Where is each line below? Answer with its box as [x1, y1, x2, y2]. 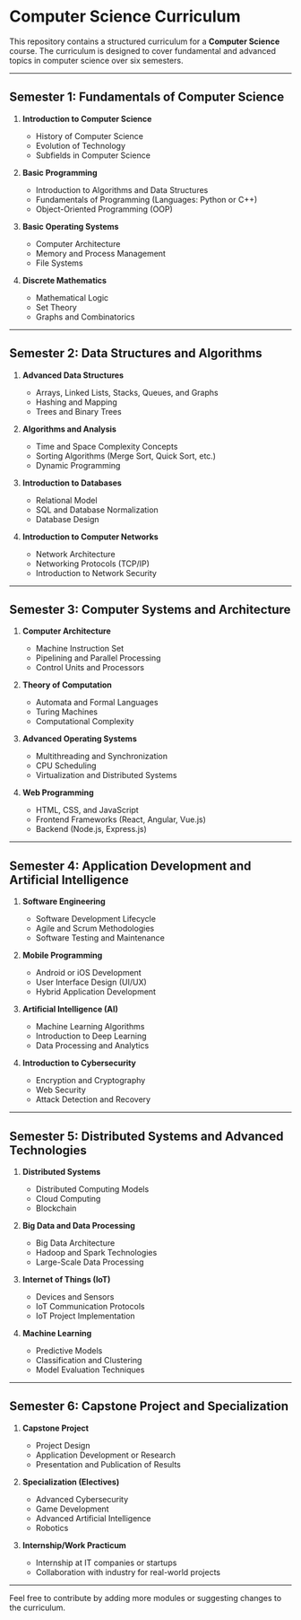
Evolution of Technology [35, 140, 126, 151]
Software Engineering [21, 896, 106, 907]
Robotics [35, 1522, 69, 1533]
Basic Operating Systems [21, 221, 119, 232]
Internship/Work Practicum [21, 1539, 127, 1550]
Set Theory [35, 302, 78, 312]
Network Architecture [35, 548, 116, 559]
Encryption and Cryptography [35, 1075, 146, 1086]
